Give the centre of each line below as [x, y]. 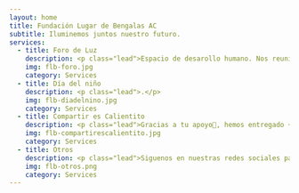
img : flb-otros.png [61, 166]
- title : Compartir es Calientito [81, 117]
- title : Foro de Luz [57, 51]
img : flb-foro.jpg [59, 68]
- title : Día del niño [59, 84]
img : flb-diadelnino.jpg [71, 100]
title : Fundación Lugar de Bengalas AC [83, 26]
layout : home [33, 17]
